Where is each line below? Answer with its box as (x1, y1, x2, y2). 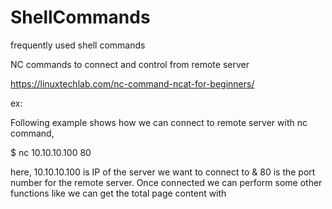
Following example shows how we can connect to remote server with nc (10, 116, 308, 128)
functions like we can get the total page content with (10, 187, 227, 199)
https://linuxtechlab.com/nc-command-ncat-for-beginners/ (10, 77, 255, 90)
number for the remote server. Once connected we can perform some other (10, 176, 323, 188)
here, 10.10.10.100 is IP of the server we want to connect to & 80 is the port (10, 166, 316, 178)
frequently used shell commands (10, 39, 146, 51)
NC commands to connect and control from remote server (10, 58, 250, 70)
